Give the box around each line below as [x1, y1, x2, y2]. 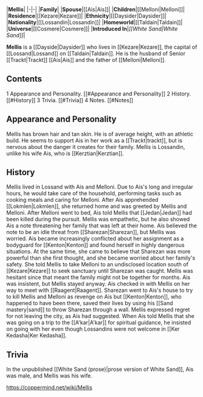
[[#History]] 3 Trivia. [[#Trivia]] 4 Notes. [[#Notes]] [6, 96, 133, 103]
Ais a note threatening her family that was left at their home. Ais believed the [6, 222, 197, 229]
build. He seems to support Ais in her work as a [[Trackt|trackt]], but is [6, 137, 183, 144]
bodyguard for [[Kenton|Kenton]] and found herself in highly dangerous [6, 241, 185, 249]
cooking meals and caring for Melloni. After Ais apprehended [6, 196, 159, 204]
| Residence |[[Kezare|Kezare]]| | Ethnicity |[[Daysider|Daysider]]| [6, 12, 167, 19]
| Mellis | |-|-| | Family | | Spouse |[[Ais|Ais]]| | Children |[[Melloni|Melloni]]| [6, 6, 185, 13]
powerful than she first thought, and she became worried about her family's [6, 254, 196, 261]
